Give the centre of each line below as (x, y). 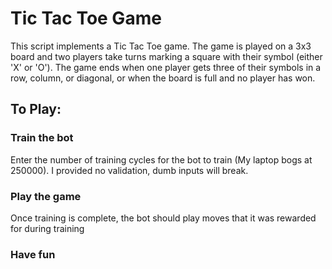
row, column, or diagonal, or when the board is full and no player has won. (163, 78)
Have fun (33, 254)
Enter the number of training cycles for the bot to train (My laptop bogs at (161, 159)
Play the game (46, 196)
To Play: (36, 109)
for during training (47, 228)
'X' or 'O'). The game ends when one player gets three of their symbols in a (166, 67)
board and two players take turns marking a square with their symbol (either (166, 56)
